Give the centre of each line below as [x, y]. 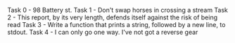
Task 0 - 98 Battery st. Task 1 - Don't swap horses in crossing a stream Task [118, 10]
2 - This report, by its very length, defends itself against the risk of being [113, 17]
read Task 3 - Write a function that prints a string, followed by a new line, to [116, 25]
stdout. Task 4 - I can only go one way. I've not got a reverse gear [103, 32]
